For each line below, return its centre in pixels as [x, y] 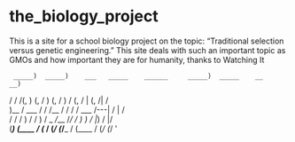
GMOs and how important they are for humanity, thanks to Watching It [137, 59]
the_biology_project [84, 16]
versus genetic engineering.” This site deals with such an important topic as [147, 50]
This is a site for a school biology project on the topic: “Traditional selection [147, 41]
